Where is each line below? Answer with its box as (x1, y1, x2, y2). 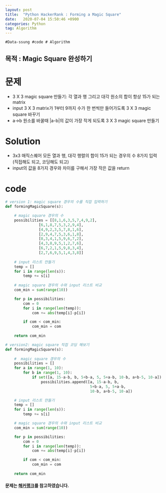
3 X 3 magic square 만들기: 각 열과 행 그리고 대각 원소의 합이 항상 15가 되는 (12, 93, 161, 100)
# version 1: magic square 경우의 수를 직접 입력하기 (5, 199, 108, 205)
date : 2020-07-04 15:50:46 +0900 (5, 16, 79, 21)
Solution (5, 135, 41, 147)
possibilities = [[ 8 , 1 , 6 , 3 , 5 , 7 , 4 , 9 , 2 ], (14, 218, 97, 223)
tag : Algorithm (5, 26, 37, 31)
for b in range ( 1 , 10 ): (23, 370, 72, 375)
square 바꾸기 (12, 111, 40, 117)
